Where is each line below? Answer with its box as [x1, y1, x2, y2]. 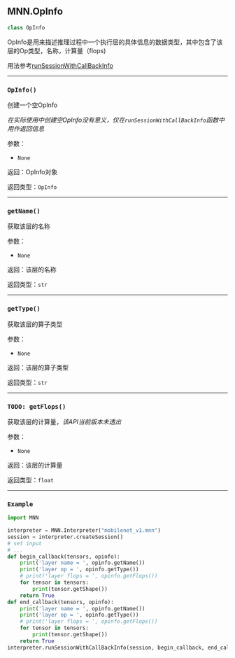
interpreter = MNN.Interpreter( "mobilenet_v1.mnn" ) [7, 527, 161, 534]
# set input [7, 540, 42, 547]
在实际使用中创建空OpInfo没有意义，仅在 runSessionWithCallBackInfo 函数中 [7, 115, 225, 124]
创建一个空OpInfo [7, 101, 58, 109]
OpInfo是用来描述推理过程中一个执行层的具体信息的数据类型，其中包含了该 [7, 38, 223, 46]
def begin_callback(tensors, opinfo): [7, 553, 120, 560]
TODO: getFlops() [7, 402, 66, 410]
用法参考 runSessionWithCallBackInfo [7, 61, 113, 69]
